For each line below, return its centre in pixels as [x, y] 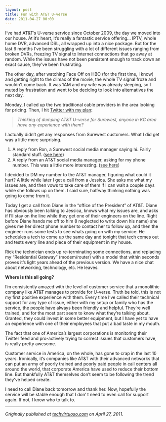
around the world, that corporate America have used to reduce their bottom [82, 369]
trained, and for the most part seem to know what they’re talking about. [78, 313]
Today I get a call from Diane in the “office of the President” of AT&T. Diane [81, 206]
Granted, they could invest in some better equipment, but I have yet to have [82, 318]
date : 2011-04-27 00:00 [30, 19]
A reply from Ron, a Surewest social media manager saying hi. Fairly [82, 150]
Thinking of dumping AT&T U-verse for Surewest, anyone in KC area [87, 120]
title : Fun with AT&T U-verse [36, 14]
